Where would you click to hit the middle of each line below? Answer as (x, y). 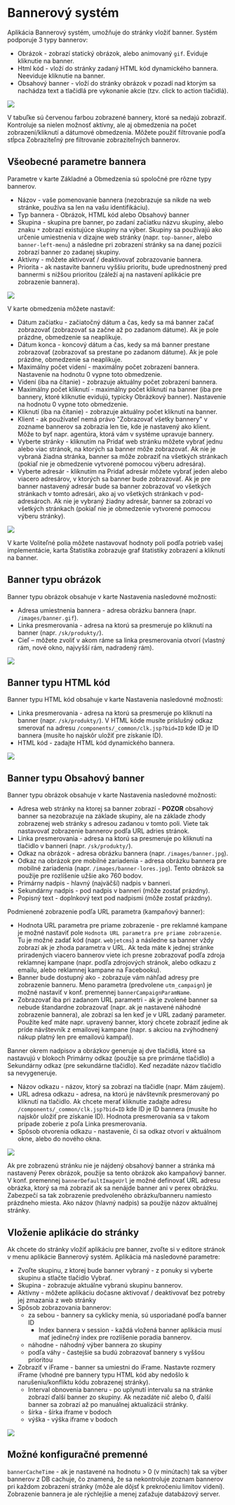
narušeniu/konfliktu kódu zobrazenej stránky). (84, 1382)
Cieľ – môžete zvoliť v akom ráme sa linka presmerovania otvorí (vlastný (121, 640)
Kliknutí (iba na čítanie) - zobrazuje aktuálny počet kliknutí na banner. (117, 411)
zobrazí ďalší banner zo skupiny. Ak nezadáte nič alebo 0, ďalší (119, 1397)
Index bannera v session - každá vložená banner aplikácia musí (130, 1330)
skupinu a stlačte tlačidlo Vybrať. (65, 1278)
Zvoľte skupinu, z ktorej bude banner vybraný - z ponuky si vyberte (115, 1270)
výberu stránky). (41, 516)
